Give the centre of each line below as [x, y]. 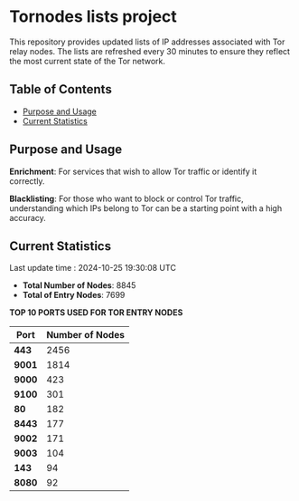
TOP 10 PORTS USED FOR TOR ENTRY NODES [96, 313]
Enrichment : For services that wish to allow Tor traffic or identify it [133, 171]
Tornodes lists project [93, 17]
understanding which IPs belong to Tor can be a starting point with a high [146, 208]
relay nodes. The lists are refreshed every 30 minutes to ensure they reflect [150, 51]
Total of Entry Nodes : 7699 [74, 295]
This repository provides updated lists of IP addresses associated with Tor [147, 42]
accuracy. [28, 217]
